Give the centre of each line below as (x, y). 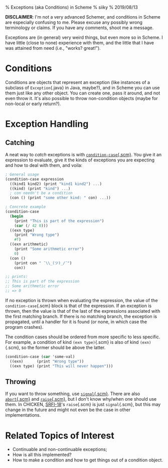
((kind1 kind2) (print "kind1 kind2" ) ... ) (56, 184)
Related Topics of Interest (60, 436)
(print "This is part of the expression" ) (59, 221)
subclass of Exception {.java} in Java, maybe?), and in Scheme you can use (82, 87)
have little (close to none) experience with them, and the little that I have (80, 43)
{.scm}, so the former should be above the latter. (55, 347)
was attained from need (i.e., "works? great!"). (53, 48)
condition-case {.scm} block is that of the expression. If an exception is (78, 306)
